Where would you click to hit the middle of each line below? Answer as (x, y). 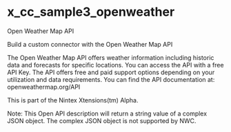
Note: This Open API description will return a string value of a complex (107, 113)
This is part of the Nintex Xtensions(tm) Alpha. (73, 100)
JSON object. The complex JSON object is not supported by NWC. (102, 120)
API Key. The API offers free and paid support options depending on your (111, 72)
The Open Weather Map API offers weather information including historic (111, 57)
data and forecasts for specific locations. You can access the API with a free (115, 65)
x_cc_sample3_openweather (91, 12)
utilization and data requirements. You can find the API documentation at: (111, 79)
